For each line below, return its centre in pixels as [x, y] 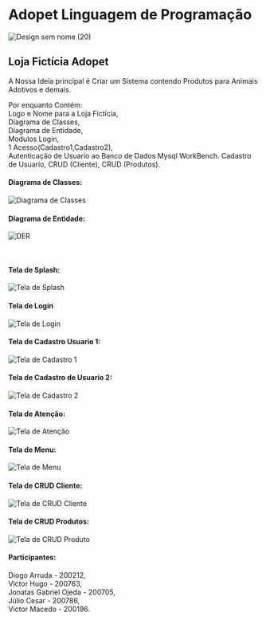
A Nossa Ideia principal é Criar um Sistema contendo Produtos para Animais [133, 80]
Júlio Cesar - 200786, [44, 600]
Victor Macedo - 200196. [49, 609]
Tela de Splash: [34, 269]
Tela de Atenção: [37, 414]
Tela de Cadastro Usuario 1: [55, 342]
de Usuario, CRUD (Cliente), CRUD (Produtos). [84, 164]
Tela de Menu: [32, 449]
